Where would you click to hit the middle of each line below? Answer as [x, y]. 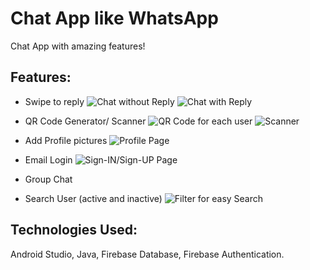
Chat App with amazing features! [78, 46]
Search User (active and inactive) [93, 198]
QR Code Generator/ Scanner [85, 121]
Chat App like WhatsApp [114, 18]
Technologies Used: [74, 230]
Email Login [48, 159]
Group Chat [48, 179]
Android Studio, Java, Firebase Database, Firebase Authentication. [147, 254]
